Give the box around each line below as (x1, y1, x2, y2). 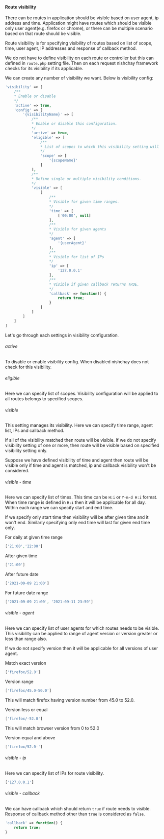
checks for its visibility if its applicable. (5, 66, 83, 72)
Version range (5, 679, 33, 685)
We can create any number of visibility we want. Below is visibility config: (5, 75, 154, 81)
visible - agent (5, 610, 34, 616)
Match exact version (5, 660, 47, 666)
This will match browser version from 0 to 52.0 (5, 725, 100, 731)
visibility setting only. (5, 448, 48, 454)
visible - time (5, 479, 31, 485)
